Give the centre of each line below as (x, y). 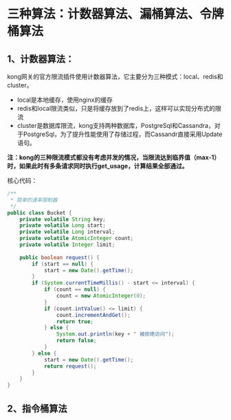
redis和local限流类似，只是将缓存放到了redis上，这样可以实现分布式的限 (119, 108)
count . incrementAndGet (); (93, 315)
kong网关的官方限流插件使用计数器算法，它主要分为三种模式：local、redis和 (115, 77)
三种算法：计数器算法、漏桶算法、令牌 (116, 14)
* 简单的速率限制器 (34, 200)
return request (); (70, 366)
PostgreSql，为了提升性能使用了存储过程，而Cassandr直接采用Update (123, 134)
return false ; (76, 341)
